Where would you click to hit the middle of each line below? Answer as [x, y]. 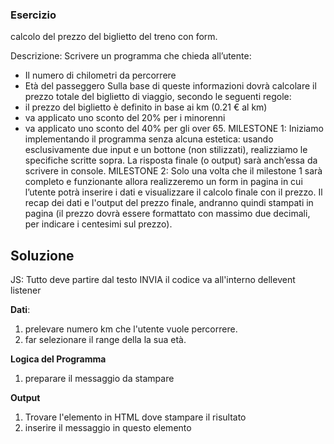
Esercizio [33, 15]
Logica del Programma [58, 359]
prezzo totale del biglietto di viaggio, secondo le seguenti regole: [158, 97]
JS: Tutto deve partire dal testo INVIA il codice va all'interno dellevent [153, 280]
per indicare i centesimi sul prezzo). [98, 224]
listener [26, 290]
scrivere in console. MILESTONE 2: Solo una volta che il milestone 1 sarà [173, 171]
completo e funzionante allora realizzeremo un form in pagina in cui [163, 182]
